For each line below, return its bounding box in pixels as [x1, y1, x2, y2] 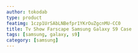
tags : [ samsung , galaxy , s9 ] [6, 32, 80, 38]
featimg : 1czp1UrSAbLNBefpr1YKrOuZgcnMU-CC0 [6, 20, 121, 26]
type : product [6, 15, 43, 21]
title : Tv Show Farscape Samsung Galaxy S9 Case [6, 26, 132, 32]
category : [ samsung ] [6, 37, 59, 43]
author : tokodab [6, 9, 47, 15]
